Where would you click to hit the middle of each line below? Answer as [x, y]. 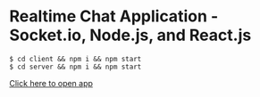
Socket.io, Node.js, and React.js [130, 35]
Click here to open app [51, 83]
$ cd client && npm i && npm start [75, 59]
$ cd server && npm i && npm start [75, 67]
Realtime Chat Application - [114, 16]
